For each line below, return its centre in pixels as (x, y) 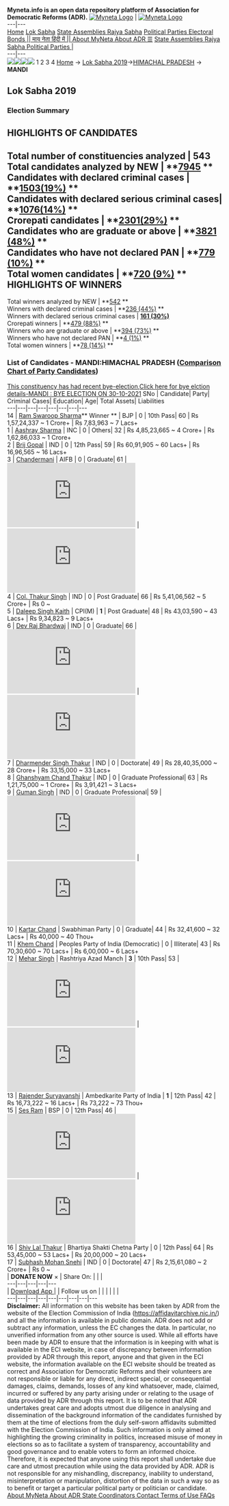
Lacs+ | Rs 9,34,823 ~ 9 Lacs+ (51, 618)
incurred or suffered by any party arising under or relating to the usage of (110, 1393)
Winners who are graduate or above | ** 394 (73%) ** (83, 330)
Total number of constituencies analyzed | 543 (109, 156)
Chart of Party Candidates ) (53, 371)
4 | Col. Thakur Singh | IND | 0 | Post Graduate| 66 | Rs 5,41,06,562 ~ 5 (107, 596)
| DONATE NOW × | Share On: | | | (55, 1276)
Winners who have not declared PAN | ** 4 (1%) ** (78, 338)
